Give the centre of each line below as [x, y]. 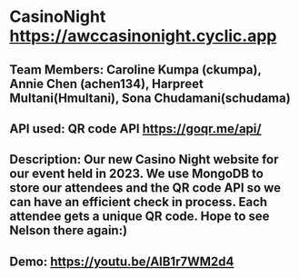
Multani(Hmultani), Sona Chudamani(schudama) [150, 98]
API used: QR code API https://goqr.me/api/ [135, 129]
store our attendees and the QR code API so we [145, 188]
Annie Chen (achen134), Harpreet [107, 84]
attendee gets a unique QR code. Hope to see [140, 217]
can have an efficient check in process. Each [139, 202]
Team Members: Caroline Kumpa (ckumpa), [135, 69]
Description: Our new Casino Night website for [144, 159]
